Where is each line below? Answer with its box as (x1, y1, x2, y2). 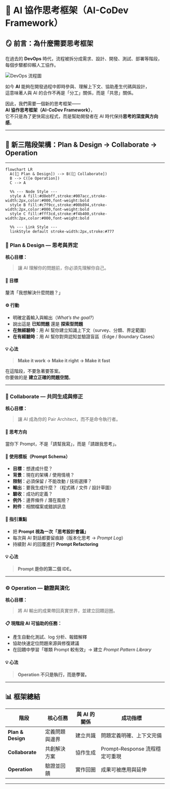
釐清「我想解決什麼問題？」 (5, 290, 63, 296)
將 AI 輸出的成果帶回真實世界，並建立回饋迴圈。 (17, 608, 118, 614)
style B (10, 202, 26, 208)
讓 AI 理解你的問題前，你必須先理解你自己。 (17, 265, 109, 271)
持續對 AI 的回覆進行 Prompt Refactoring (12, 541, 99, 547)
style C (10, 211, 26, 216)
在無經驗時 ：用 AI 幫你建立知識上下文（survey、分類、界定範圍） (12, 327, 149, 333)
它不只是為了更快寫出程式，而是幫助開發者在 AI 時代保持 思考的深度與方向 (5, 113, 158, 119)
